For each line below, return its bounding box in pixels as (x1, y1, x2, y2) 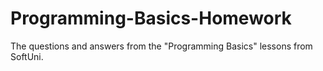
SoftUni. (10, 50, 44, 62)
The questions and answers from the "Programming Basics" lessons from (10, 40, 313, 52)
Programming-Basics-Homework (10, 7, 292, 30)
